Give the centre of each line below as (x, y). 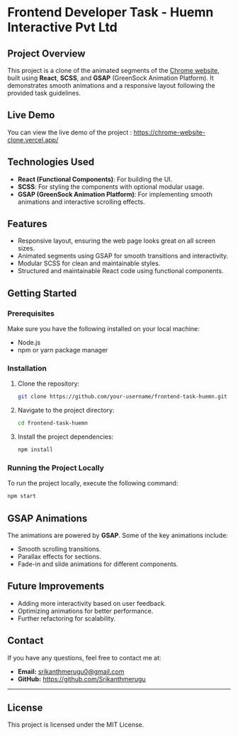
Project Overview (46, 53)
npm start (22, 496)
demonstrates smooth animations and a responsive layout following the (111, 85)
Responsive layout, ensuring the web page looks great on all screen (117, 241)
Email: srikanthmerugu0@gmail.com (71, 671)
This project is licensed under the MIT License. (76, 725)
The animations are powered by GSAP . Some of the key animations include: (118, 536)
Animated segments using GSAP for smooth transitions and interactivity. (123, 256)
